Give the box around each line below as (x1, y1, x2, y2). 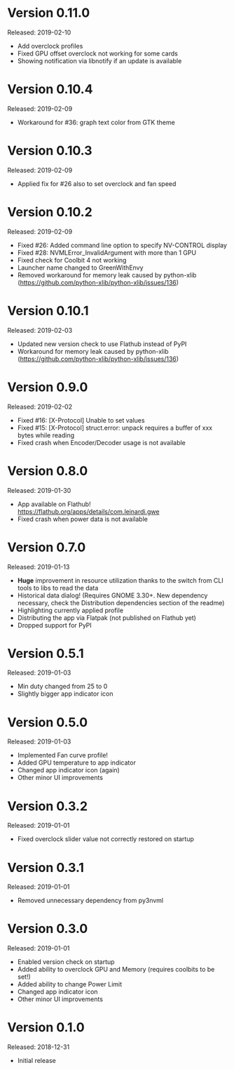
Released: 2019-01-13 (7, 562, 70, 571)
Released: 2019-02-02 (7, 402, 72, 411)
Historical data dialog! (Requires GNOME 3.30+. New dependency (17, 591, 208, 600)
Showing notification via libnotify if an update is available (17, 56, 182, 65)
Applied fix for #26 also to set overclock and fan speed (17, 179, 177, 187)
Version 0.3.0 (7, 921, 88, 937)
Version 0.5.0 (7, 714, 88, 730)
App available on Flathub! (17, 500, 91, 508)
